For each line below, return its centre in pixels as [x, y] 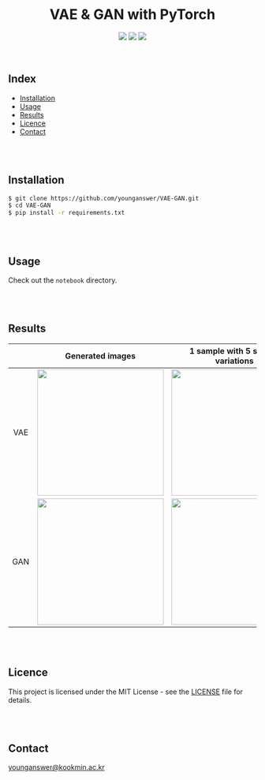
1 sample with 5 [220, 351]
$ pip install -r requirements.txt [67, 213]
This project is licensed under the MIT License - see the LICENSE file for [125, 692]
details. [20, 699]
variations [234, 361]
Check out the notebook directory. [63, 280]
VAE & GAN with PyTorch [132, 15]
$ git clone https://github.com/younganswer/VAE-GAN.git [104, 198]
